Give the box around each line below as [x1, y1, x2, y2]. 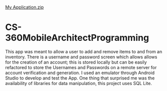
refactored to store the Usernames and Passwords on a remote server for [5, 64, 157, 70]
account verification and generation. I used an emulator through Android [5, 70, 154, 76]
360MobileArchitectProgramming [5, 32, 149, 44]
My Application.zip [5, 4, 44, 10]
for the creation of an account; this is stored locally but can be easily [5, 59, 147, 65]
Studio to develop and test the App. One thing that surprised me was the [5, 75, 155, 81]
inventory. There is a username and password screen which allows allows [5, 54, 157, 60]
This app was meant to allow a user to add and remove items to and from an [5, 48, 162, 54]
